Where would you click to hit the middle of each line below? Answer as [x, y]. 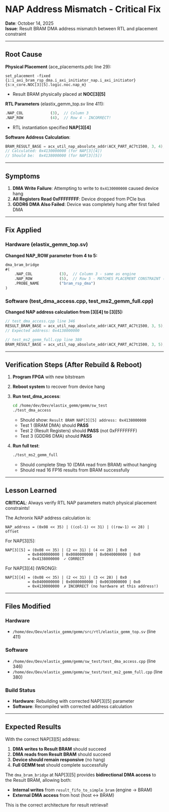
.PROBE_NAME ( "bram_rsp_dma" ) [55, 284]
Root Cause [24, 55]
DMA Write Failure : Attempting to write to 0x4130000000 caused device [86, 188]
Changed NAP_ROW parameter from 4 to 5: [51, 255]
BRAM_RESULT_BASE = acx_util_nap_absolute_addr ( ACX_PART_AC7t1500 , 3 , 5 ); [85, 344]
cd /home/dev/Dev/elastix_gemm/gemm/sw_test [60, 406]
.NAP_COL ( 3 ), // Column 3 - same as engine [75, 274]
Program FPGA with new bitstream [49, 377]
